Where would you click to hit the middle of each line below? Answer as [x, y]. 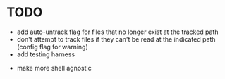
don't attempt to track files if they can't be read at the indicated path [116, 39]
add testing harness [46, 54]
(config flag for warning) [53, 47]
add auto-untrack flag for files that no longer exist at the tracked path [117, 32]
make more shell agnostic [54, 68]
